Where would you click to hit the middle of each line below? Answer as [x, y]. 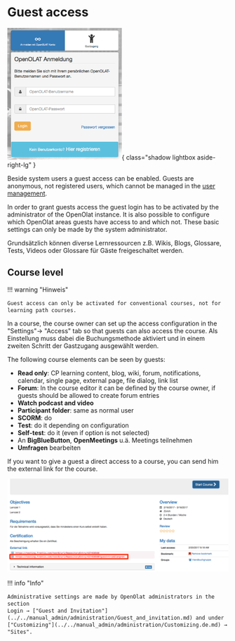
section [19, 604]
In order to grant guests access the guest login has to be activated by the [113, 207]
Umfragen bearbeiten [49, 448]
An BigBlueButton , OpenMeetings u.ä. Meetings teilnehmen [105, 440]
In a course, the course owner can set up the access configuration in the [112, 323]
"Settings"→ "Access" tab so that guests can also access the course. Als [113, 330]
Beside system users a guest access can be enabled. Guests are [101, 178]
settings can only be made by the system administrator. [87, 229]
